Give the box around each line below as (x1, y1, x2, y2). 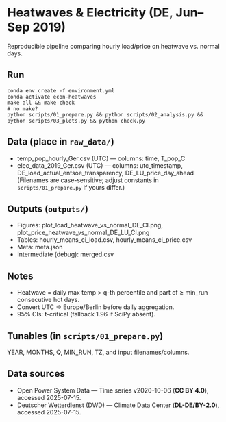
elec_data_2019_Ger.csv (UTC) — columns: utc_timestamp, (16, 161, 183, 169)
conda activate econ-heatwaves (7, 93, 97, 100)
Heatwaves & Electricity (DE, (7, 5, 173, 21)
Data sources (7, 368, 65, 380)
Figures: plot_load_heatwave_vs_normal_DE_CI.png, (16, 221, 163, 229)
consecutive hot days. (16, 296, 80, 304)
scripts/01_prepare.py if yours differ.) (16, 183, 125, 191)
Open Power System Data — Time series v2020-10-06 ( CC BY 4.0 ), (16, 386, 209, 395)
